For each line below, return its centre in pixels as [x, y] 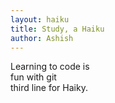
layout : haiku [40, 19]
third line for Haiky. [49, 88]
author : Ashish [42, 38]
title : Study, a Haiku [57, 29]
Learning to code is [50, 67]
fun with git [33, 77]
